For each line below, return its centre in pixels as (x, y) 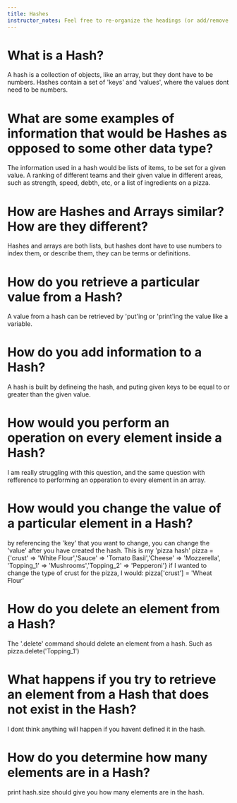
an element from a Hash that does (108, 695)
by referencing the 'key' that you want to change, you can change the (109, 543)
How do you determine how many (108, 757)
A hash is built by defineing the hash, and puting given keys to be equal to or (119, 387)
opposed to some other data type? (110, 148)
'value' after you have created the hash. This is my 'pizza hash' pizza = (110, 550)
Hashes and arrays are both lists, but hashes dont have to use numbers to (115, 246)
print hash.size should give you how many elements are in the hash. (106, 792)
